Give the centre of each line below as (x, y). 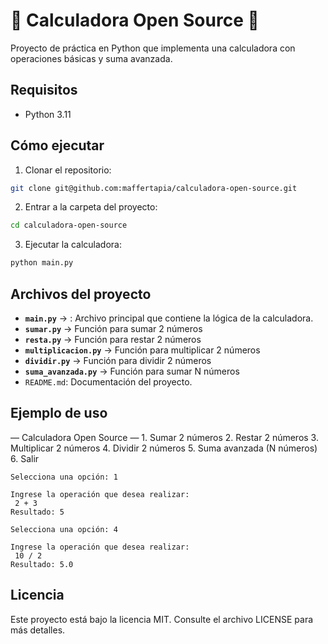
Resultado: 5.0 (42, 564)
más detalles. (38, 630)
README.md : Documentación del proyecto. (108, 382)
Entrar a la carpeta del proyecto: (91, 207)
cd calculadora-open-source (69, 225)
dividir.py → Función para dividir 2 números (118, 360)
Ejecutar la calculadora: (73, 245)
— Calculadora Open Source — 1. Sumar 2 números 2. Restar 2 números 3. (164, 437)
